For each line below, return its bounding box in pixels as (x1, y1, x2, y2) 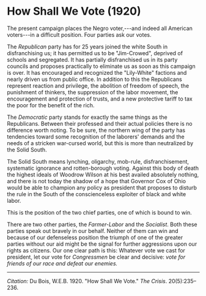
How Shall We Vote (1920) (7, 4, 141, 18)
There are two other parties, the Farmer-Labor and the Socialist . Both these (7, 221, 197, 228)
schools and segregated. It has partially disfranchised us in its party (7, 56, 178, 63)
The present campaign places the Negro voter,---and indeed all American (7, 25, 193, 32)
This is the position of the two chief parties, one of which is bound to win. (7, 208, 192, 216)
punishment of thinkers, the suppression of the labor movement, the (7, 88, 178, 96)
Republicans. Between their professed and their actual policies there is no (7, 120, 193, 127)
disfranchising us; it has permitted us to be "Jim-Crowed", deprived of (7, 49, 183, 56)
